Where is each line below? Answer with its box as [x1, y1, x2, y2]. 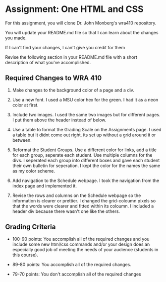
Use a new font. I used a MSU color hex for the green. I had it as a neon [12, 96, 159, 102]
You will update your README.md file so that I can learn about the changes [5, 29, 159, 35]
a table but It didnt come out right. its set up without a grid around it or [12, 132, 156, 138]
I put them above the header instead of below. [12, 117, 107, 123]
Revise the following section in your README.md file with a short [5, 54, 138, 60]
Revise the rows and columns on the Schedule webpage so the [12, 192, 141, 198]
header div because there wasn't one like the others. [12, 208, 120, 214]
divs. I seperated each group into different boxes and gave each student [12, 157, 160, 163]
